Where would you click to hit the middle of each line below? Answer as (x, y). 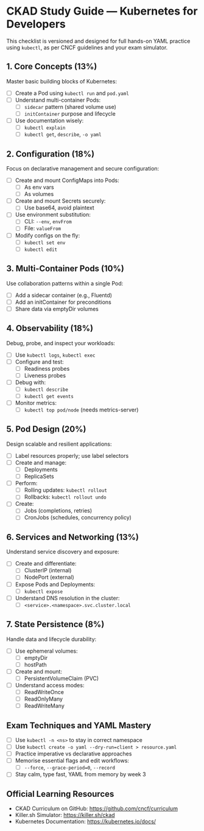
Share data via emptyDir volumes (57, 309)
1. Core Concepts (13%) (52, 67)
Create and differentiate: (46, 564)
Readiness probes (47, 368)
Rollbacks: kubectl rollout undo (65, 497)
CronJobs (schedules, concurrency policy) (78, 517)
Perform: (26, 483)
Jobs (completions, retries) (58, 511)
